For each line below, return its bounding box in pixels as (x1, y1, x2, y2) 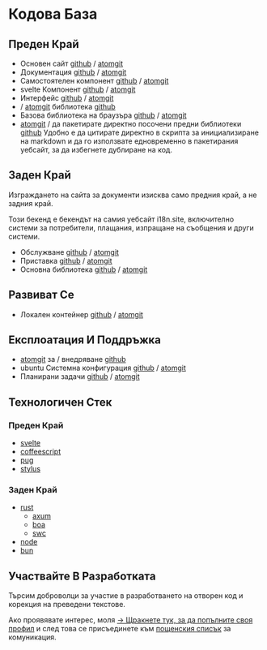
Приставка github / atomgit (19, 256, 112, 265)
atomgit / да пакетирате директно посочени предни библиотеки (19, 119, 242, 128)
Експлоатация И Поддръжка (8, 334, 162, 347)
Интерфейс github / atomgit (19, 93, 114, 102)
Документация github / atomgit (19, 67, 127, 77)
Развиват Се (8, 288, 74, 302)
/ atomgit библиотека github (19, 102, 116, 111)
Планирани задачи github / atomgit (19, 372, 140, 381)
